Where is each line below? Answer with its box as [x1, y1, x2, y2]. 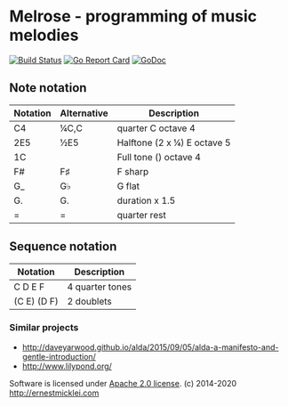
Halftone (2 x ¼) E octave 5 [116, 136, 231, 149]
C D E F [13, 281, 45, 293]
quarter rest [116, 208, 166, 221]
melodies [9, 25, 79, 45]
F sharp [116, 165, 149, 177]
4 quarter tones [67, 281, 132, 293]
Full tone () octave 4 [116, 151, 202, 163]
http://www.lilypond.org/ [21, 361, 113, 371]
